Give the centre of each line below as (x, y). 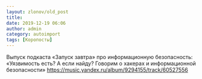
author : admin (24, 29)
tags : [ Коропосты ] (29, 40)
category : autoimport (33, 34)
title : (14, 17)
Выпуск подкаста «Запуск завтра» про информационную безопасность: (99, 57)
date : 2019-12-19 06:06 (36, 23)
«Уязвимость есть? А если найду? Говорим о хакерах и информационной (101, 63)
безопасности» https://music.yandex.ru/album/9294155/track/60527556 (97, 70)
